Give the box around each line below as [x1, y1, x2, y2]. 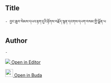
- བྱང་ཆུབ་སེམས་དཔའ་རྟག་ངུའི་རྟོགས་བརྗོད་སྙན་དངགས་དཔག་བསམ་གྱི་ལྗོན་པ [5, 19, 106, 24]
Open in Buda [14, 72, 42, 78]
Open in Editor [11, 59, 41, 65]
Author [5, 37, 27, 45]
